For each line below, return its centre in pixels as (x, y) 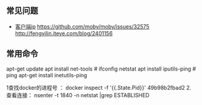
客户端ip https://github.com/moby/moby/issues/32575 (82, 27)
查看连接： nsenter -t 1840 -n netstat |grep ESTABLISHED (78, 95)
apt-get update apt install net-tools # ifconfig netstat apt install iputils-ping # (101, 69)
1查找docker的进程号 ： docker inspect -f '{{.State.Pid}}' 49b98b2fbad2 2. (99, 87)
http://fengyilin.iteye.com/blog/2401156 (64, 33)
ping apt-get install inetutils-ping (47, 75)
